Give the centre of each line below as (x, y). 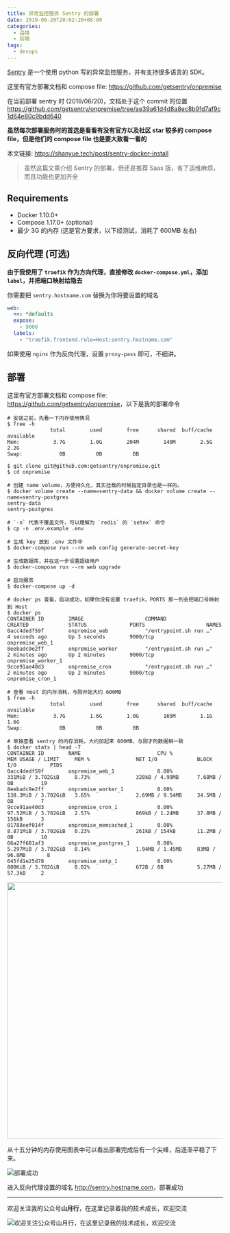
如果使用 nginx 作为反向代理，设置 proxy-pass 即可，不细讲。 (93, 353)
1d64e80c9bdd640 (34, 116)
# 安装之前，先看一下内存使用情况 (49, 418)
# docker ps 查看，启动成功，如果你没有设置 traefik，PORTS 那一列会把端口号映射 (113, 599)
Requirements (38, 198)
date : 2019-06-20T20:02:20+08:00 (55, 20)
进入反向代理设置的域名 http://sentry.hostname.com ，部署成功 (95, 1187)
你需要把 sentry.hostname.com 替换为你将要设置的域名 (83, 295)
